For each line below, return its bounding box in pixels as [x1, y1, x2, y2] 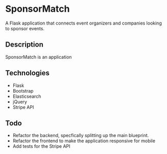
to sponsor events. [5, 25, 45, 31]
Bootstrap [12, 87, 34, 94]
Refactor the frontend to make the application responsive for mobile [12, 138, 156, 144]
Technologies [5, 69, 50, 77]
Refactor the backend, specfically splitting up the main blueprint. [12, 133, 149, 139]
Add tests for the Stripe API [12, 143, 70, 149]
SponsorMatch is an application [5, 54, 72, 60]
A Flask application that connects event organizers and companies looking [5, 20, 162, 26]
